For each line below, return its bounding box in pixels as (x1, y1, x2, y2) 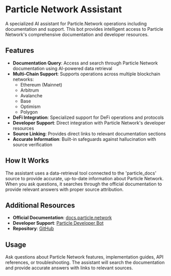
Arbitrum (20, 87, 39, 93)
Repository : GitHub (12, 225, 54, 231)
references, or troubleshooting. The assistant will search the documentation (5, 260, 165, 266)
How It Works (5, 156, 50, 165)
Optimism (20, 103, 41, 110)
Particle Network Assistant (5, 4, 122, 15)
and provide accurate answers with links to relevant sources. (5, 265, 133, 271)
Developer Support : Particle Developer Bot (12, 220, 104, 226)
